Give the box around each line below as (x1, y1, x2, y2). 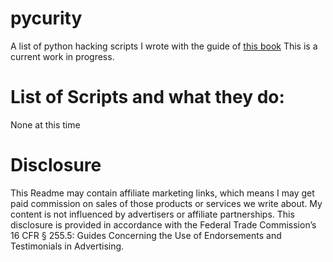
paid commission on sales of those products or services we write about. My (10, 197, 323, 209)
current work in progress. (10, 50, 115, 62)
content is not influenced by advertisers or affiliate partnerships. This (10, 208, 295, 220)
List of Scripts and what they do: (10, 86, 285, 109)
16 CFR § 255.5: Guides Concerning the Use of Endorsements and (10, 229, 282, 241)
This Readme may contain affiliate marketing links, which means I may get (10, 187, 315, 199)
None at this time (10, 118, 81, 131)
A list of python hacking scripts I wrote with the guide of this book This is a (10, 40, 318, 52)
